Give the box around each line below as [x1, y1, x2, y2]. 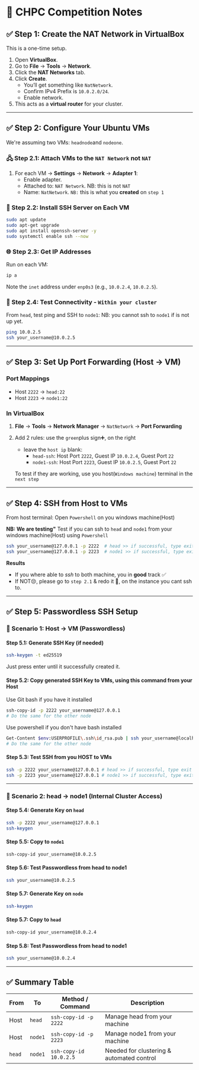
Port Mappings [6, 374, 50, 383]
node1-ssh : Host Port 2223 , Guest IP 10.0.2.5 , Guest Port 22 [32, 459, 176, 466]
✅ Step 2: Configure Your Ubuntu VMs [6, 123, 150, 133]
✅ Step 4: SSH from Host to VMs [6, 498, 128, 508]
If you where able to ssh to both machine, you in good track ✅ [14, 571, 167, 578]
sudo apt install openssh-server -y [6, 228, 97, 234]
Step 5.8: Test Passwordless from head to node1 [6, 942, 127, 949]
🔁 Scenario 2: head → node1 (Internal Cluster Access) [6, 792, 163, 800]
